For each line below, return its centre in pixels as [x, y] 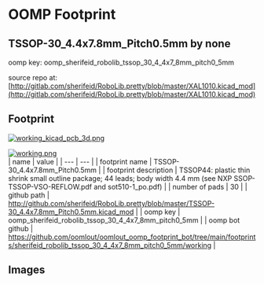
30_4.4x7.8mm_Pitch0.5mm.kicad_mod [71, 212]
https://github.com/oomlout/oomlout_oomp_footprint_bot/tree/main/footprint [132, 237]
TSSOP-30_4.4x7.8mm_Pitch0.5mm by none [119, 44]
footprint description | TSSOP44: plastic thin [178, 170]
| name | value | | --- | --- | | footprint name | [80, 161]
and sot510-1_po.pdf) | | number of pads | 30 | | [170, 186]
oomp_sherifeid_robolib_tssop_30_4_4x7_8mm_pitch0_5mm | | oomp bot [124, 220]
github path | [29, 195]
